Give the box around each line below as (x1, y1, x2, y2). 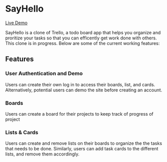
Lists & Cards (5, 129, 38, 136)
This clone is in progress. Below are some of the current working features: (5, 40, 160, 46)
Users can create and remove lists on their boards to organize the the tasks (5, 140, 162, 146)
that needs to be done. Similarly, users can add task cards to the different (5, 146, 158, 152)
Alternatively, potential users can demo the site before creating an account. (5, 87, 162, 93)
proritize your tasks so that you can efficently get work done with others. (5, 35, 157, 41)
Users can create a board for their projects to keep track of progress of (5, 111, 154, 117)
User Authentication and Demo (5, 70, 83, 77)
